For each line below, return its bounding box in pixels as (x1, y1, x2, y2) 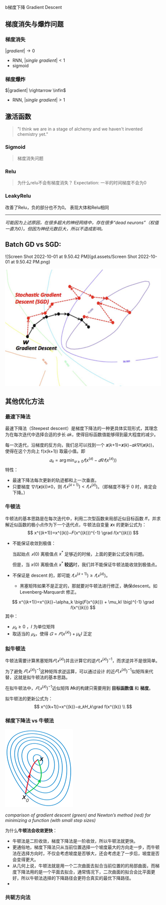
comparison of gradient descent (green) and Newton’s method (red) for (5, 812, 151, 818)
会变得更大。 (12, 857, 39, 862)
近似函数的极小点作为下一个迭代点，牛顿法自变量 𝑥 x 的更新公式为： (9, 521, 147, 527)
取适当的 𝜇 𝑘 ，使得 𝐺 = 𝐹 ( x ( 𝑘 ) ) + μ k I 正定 (12, 630, 92, 638)
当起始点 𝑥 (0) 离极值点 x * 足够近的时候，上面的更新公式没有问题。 (12, 550, 147, 557)
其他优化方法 (5, 397, 44, 405)
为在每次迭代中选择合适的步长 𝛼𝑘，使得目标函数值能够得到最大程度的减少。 (5, 431, 159, 437)
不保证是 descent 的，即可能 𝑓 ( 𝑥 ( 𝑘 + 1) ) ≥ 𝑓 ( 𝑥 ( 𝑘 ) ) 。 (12, 571, 110, 578)
